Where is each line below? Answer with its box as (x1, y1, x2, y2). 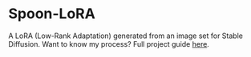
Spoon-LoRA (8, 5, 96, 23)
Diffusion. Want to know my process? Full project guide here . (8, 39, 210, 48)
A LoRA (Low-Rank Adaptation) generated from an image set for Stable (8, 31, 243, 40)
